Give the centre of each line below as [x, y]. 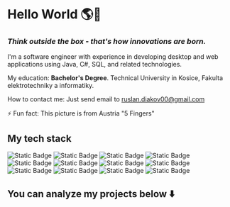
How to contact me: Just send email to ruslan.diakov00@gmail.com [106, 99]
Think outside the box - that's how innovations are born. [107, 42]
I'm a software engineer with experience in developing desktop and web [113, 57]
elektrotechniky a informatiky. [51, 86]
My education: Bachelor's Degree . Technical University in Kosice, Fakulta [115, 78]
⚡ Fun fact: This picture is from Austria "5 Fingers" [81, 113]
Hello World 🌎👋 [54, 15]
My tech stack [40, 139]
